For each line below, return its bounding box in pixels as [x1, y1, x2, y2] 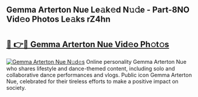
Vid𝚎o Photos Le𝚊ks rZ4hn [6, 14, 111, 25]
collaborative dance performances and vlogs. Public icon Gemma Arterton [6, 72, 193, 78]
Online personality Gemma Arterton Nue [86, 58, 187, 65]
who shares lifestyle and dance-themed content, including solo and [6, 65, 175, 72]
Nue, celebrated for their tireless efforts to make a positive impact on [6, 78, 179, 85]
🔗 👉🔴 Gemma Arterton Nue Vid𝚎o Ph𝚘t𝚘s [6, 39, 169, 49]
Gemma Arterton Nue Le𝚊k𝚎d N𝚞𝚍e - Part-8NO [6, 5, 190, 15]
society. [6, 84, 26, 91]
